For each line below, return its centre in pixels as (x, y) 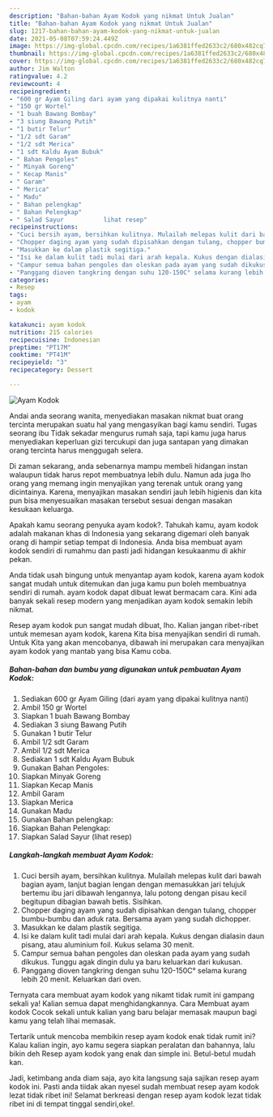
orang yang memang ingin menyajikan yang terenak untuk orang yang (126, 483)
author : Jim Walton (42, 69)
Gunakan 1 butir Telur (56, 733)
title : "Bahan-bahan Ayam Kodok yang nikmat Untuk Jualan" (111, 24)
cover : (20, 62)
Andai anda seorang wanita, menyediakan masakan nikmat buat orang (126, 415)
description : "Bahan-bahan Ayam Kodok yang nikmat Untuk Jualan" (122, 16)
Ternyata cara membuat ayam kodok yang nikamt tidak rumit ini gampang (132, 995)
